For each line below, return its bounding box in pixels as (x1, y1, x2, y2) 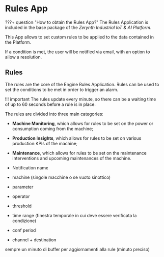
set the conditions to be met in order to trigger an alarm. (5, 87, 119, 93)
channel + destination (12, 237, 56, 243)
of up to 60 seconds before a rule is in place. (5, 101, 96, 107)
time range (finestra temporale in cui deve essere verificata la (12, 212, 137, 218)
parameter (12, 184, 33, 190)
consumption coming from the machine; (12, 126, 93, 131)
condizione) (12, 218, 37, 224)
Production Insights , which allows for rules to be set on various (12, 135, 141, 141)
